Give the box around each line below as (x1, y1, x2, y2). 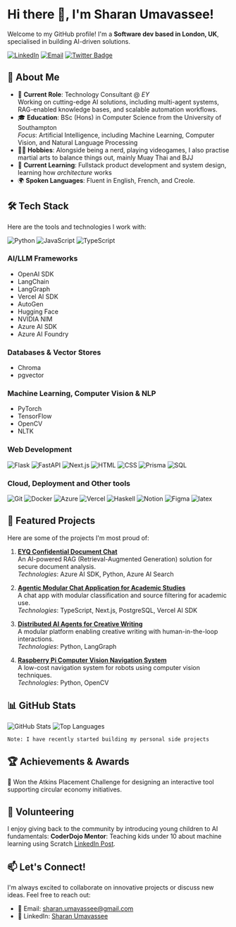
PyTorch (17, 405, 42, 413)
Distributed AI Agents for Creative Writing (17, 619, 143, 628)
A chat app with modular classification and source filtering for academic (17, 591, 227, 599)
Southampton (17, 123, 58, 131)
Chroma (17, 364, 41, 372)
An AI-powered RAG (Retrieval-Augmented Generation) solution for (17, 554, 213, 563)
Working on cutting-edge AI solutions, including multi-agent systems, (17, 97, 220, 106)
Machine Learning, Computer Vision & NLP (7, 388, 156, 398)
